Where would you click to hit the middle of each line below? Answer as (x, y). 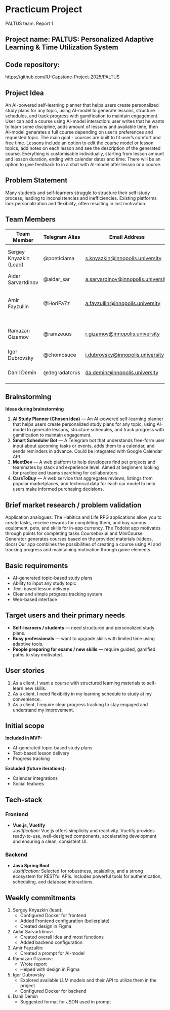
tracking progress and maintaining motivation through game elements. (78, 550)
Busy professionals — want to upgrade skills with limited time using (84, 638)
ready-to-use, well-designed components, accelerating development (84, 836)
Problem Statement (36, 181)
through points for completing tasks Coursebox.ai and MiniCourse (74, 533)
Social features (28, 784)
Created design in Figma (46, 926)
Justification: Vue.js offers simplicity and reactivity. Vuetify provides (84, 831)
